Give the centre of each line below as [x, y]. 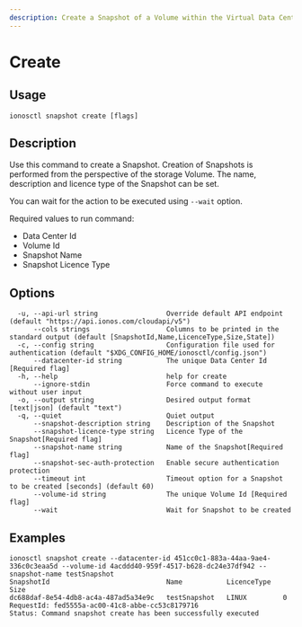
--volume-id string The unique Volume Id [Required [160, 495]
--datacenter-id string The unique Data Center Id [150, 361]
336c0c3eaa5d [34, 567]
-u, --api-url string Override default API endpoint [150, 314]
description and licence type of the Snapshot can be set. [115, 184]
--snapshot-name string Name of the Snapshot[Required [158, 447]
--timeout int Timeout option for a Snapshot [158, 479]
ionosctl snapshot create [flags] [74, 116]
